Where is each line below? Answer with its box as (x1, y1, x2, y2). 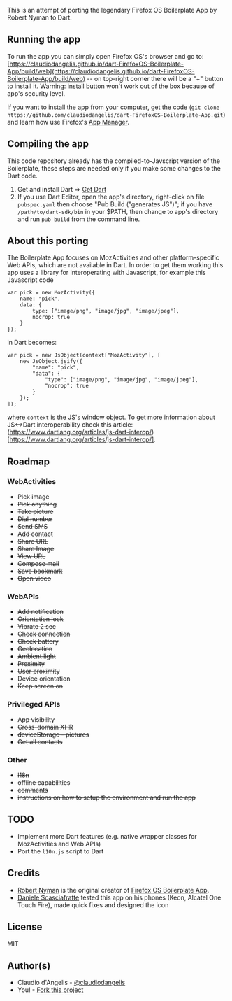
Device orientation (17, 674, 71, 683)
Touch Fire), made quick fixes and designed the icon (17, 900, 169, 909)
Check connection (17, 630, 71, 639)
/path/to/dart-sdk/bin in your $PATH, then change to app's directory (17, 207, 219, 215)
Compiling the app (7, 138, 89, 150)
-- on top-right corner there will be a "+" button (87, 74, 224, 83)
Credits (7, 867, 41, 879)
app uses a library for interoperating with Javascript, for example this (7, 269, 206, 277)
